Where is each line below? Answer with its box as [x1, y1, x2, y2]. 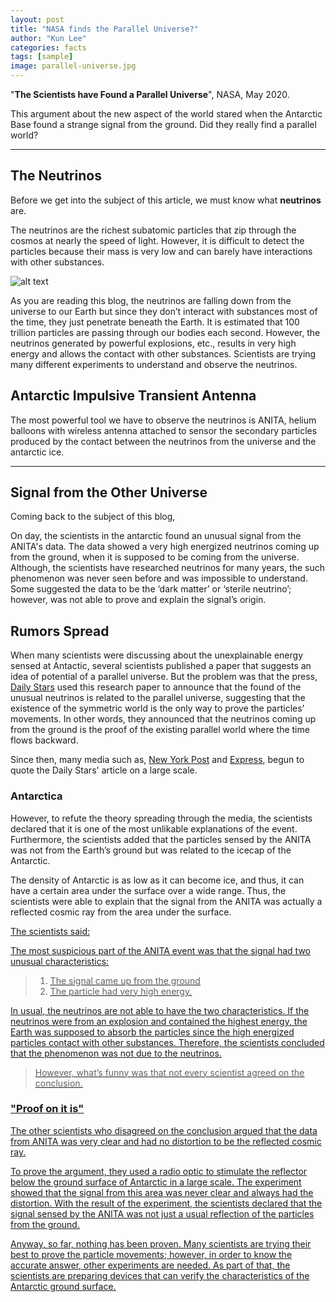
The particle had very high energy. [49, 985, 193, 997]
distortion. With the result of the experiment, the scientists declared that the [10, 1197, 323, 1209]
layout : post [10, 14, 65, 25]
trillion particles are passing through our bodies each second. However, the [10, 326, 321, 338]
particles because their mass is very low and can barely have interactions [10, 245, 313, 257]
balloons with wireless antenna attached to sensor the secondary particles [10, 424, 318, 436]
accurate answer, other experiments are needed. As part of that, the [10, 1259, 291, 1271]
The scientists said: [10, 925, 91, 937]
